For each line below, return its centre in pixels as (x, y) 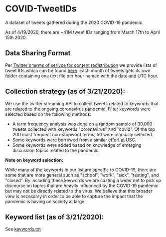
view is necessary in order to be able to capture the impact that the (74, 196)
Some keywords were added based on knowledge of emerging (77, 145)
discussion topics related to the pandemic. (56, 150)
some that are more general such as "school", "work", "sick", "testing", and (82, 175)
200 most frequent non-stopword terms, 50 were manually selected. (83, 134)
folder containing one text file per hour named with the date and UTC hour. (82, 76)
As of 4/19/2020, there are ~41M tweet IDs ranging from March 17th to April (83, 32)
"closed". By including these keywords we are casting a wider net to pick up (83, 180)
